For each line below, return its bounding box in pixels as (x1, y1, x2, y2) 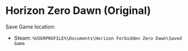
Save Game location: (5, 23, 56, 30)
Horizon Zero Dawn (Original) (5, 4, 151, 17)
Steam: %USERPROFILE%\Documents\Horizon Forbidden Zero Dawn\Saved (13, 34, 182, 41)
